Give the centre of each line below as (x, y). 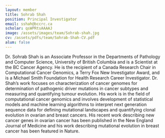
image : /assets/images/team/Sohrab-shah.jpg (52, 33)
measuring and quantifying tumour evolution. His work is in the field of (77, 93)
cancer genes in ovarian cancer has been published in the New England (79, 120)
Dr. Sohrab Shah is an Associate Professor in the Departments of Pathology (83, 56)
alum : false (17, 42)
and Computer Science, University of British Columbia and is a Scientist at (81, 62)
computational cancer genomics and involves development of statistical (79, 99)
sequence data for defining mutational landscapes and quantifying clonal (80, 109)
